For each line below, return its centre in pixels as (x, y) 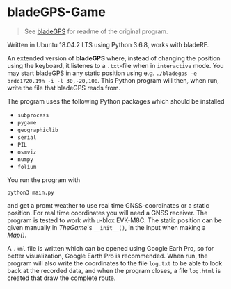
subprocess (33, 115)
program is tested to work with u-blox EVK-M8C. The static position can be (115, 220)
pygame (27, 122)
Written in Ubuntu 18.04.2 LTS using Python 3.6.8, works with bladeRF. (108, 44)
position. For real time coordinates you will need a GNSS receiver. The (107, 213)
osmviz (27, 152)
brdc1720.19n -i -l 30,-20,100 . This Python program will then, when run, (113, 80)
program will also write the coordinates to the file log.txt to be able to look (115, 263)
